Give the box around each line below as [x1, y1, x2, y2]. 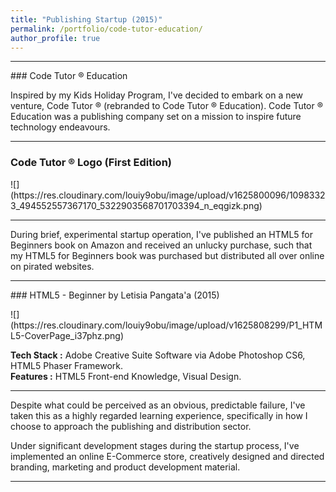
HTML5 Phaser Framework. [10, 359, 124, 371]
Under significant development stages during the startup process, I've [10, 439, 300, 451]
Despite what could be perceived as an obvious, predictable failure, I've [10, 399, 306, 411]
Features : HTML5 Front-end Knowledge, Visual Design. [10, 370, 242, 382]
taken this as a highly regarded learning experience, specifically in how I [10, 409, 308, 421]
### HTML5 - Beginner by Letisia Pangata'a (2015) [10, 289, 220, 301]
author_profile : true [10, 33, 101, 43]
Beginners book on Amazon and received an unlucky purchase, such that [10, 239, 313, 251]
